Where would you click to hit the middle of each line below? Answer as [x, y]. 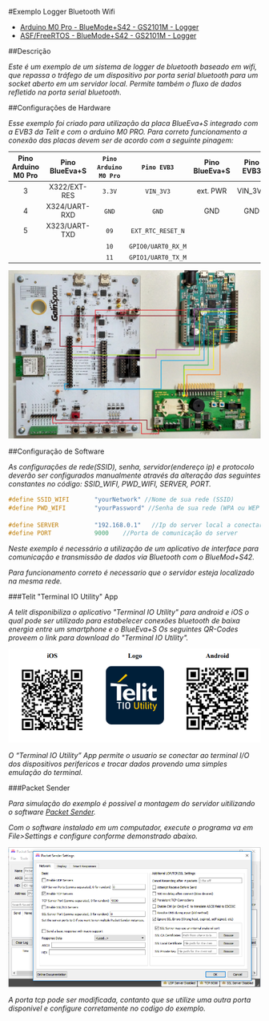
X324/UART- [68, 206]
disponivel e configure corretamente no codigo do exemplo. [107, 1008]
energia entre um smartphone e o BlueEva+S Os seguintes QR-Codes [123, 629]
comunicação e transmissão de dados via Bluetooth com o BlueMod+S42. [131, 557]
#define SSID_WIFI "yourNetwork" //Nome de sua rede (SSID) [121, 499]
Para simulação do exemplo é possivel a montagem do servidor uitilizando [132, 803]
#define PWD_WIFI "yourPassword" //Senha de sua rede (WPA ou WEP [134, 508]
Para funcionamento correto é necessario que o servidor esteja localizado [131, 573]
